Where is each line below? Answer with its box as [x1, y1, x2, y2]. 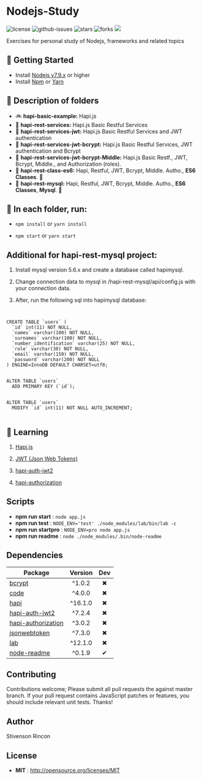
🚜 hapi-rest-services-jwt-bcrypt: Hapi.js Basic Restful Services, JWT [15, 140, 193, 148]
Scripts [6, 497, 35, 507]
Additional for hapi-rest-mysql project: [6, 250, 157, 260]
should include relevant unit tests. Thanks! [6, 698, 113, 706]
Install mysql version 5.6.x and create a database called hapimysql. [15, 266, 184, 273]
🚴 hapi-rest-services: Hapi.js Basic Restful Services [15, 121, 148, 128]
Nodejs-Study [6, 4, 80, 18]
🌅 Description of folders [6, 96, 99, 106]
